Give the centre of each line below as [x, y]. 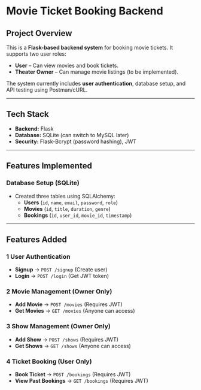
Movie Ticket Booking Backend [85, 11]
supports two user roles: [36, 54]
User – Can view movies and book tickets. [66, 65]
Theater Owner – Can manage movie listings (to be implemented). [96, 72]
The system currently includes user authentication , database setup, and [96, 83]
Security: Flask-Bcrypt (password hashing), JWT [75, 141]
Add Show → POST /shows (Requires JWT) [66, 339]
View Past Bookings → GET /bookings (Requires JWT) [81, 381]
